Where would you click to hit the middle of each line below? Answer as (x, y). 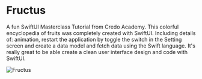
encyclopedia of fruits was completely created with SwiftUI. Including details (101, 33)
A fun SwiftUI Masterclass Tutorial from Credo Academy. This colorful (93, 27)
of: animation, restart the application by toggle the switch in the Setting (94, 39)
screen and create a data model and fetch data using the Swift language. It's (101, 46)
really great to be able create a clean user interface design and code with (97, 52)
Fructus (26, 10)
